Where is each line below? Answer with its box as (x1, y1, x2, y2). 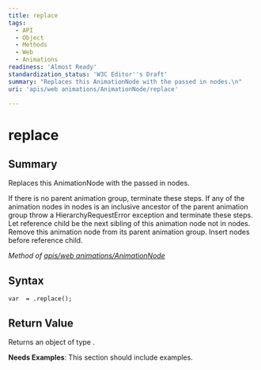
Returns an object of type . (8, 338, 95, 346)
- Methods (15, 41, 47, 49)
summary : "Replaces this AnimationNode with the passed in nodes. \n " (8, 77, 243, 85)
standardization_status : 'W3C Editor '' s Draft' (8, 70, 168, 78)
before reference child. (8, 236, 83, 245)
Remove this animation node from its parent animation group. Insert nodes (8, 227, 251, 237)
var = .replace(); (8, 295, 73, 303)
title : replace (8, 11, 59, 20)
